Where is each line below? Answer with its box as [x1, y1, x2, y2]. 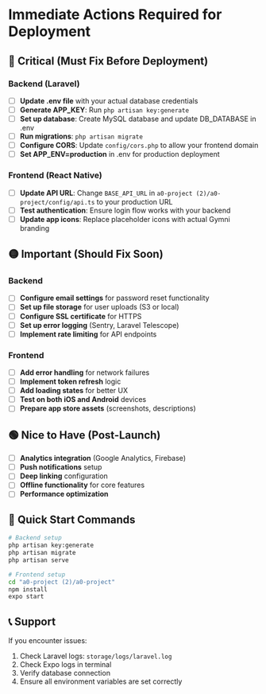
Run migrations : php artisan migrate [19, 131, 143, 141]
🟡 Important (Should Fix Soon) [8, 248, 164, 261]
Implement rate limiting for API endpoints [19, 329, 157, 339]
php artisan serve [8, 556, 69, 564]
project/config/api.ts [19, 198, 95, 206]
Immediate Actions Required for [8, 6, 222, 24]
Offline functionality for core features [19, 480, 145, 490]
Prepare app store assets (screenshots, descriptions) [19, 404, 196, 413]
